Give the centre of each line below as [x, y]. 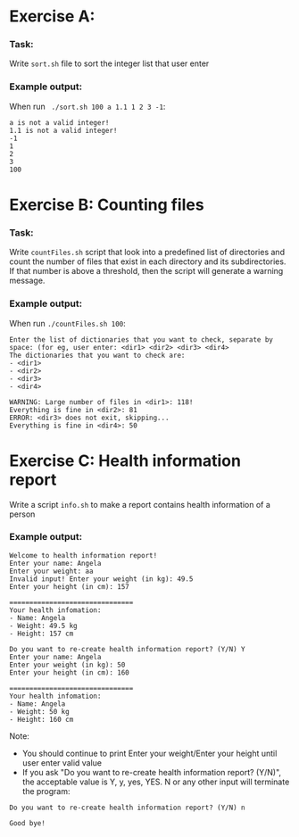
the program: [46, 791]
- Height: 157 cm [42, 634]
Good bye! [28, 823]
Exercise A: [52, 17]
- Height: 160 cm [42, 719]
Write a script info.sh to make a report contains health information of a [140, 504]
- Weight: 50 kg [39, 711]
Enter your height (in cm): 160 [69, 672]
